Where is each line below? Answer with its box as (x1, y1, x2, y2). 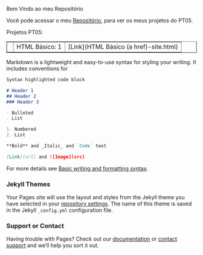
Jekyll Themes (6, 180, 51, 188)
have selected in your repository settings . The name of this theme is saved (6, 200, 192, 208)
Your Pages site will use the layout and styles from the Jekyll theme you (6, 194, 185, 201)
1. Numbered (6, 127, 36, 133)
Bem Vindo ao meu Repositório (6, 5, 83, 12)
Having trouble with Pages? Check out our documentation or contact (6, 236, 177, 243)
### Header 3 (6, 99, 39, 105)
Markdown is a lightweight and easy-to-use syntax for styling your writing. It (6, 59, 196, 65)
